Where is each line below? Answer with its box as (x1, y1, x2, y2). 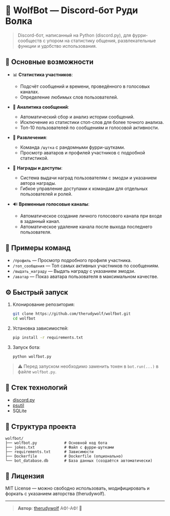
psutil (12, 402, 24, 408)
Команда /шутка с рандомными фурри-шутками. (20, 144, 125, 150)
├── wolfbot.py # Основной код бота (5, 440, 108, 445)
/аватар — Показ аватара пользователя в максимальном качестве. (12, 273, 158, 279)
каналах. (20, 88, 39, 94)
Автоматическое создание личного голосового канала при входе (20, 213, 162, 219)
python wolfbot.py (12, 354, 52, 359)
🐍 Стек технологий (5, 383, 67, 392)
